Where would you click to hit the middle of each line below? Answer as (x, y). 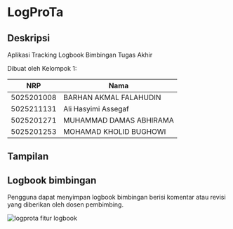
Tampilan (28, 157)
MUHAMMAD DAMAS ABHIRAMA (118, 120)
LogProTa (35, 12)
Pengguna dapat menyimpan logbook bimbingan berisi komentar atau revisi (116, 197)
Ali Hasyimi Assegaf (96, 109)
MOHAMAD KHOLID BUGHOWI (114, 132)
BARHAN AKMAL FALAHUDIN (112, 97)
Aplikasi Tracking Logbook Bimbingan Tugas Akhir (80, 55)
